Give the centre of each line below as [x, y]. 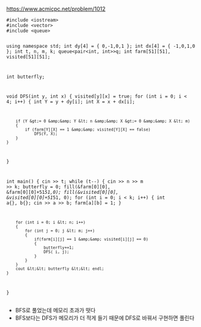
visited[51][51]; [28, 57]
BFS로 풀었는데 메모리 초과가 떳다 [55, 310]
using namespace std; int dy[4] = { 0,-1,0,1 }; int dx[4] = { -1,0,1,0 [101, 46]
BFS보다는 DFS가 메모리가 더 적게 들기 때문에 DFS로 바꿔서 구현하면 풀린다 [105, 318]
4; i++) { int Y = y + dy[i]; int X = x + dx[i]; [71, 102]
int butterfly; [26, 77]
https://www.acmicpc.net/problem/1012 [56, 9]
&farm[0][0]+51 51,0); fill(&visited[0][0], [63, 192]
